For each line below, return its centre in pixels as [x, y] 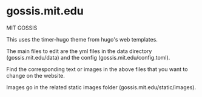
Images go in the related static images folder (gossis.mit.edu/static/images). [101, 87]
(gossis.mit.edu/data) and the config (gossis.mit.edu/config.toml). [88, 57]
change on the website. [36, 75]
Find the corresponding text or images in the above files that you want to [97, 69]
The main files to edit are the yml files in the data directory [79, 51]
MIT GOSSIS [22, 28]
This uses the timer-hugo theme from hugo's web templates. [82, 39]
